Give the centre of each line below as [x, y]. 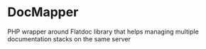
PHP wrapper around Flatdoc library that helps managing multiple [103, 31]
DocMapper [43, 12]
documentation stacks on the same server [69, 38]
